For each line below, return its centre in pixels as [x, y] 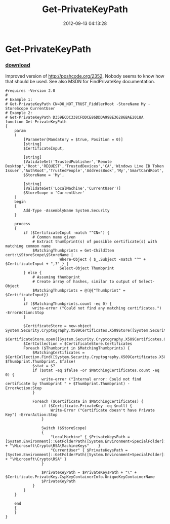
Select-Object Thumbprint [87, 268]
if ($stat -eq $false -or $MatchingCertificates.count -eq [96, 371]
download [18, 65]
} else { [33, 273]
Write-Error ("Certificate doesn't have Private [103, 410]
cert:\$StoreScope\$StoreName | [39, 255]
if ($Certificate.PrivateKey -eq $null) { [87, 406]
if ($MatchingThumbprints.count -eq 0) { [68, 304]
